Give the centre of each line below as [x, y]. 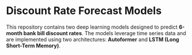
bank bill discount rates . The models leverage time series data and [105, 33]
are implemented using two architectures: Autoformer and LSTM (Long [93, 39]
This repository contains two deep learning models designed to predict [92, 27]
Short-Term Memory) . [33, 46]
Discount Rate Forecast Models [84, 11]
